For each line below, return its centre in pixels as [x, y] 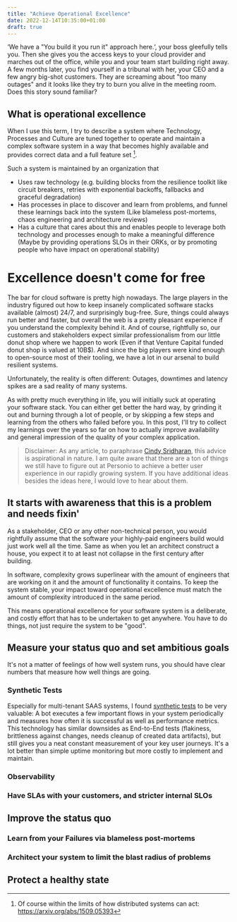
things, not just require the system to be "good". [77, 625]
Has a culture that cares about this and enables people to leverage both [122, 227]
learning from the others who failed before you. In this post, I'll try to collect [117, 422]
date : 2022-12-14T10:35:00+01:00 [56, 20]
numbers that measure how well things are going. [79, 672]
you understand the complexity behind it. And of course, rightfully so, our [114, 327]
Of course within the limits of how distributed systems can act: [108, 904]
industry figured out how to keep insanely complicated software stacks [110, 305]
